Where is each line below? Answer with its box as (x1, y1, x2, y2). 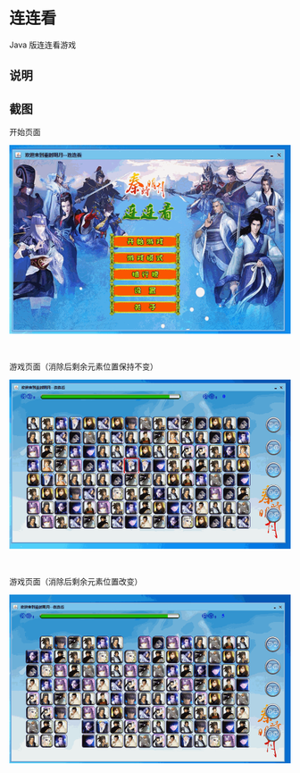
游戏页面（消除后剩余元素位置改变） (9, 576, 143, 586)
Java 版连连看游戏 (9, 39, 77, 50)
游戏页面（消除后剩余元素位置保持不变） (9, 361, 158, 372)
